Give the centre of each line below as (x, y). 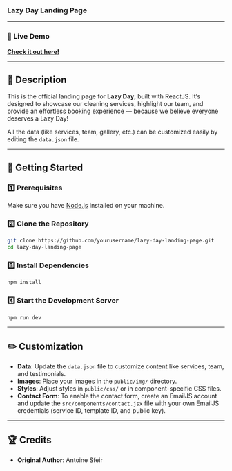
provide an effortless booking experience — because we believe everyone (113, 111)
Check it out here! (33, 51)
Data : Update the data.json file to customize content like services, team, (120, 366)
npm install (24, 283)
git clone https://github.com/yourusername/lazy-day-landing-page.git (111, 241)
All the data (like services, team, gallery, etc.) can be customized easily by (113, 132)
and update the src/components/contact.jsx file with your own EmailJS (118, 403)
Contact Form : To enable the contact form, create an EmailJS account (117, 396)
